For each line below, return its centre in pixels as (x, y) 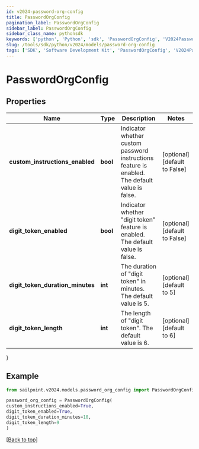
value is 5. (135, 303)
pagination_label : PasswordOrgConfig (53, 23)
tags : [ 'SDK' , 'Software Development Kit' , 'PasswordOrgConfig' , (88, 50)
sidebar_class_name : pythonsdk (45, 34)
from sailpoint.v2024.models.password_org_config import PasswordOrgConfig (102, 390)
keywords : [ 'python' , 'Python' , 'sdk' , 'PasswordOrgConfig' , (83, 39)
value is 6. (135, 343)
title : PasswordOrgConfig (38, 17)
